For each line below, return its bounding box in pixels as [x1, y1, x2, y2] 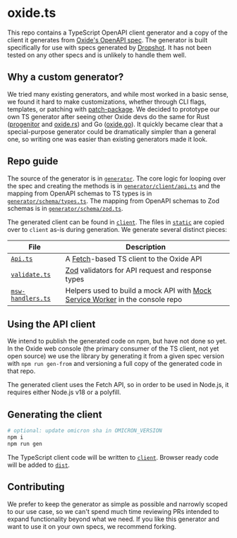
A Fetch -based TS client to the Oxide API [65, 254, 202, 264]
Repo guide [7, 155, 59, 167]
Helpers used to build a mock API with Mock [65, 286, 212, 295]
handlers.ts [11, 294, 51, 302]
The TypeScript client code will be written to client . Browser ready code [7, 453, 219, 461]
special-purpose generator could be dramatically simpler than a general [7, 127, 217, 135]
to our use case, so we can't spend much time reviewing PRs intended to [7, 507, 219, 515]
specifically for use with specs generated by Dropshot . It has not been [7, 43, 212, 51]
